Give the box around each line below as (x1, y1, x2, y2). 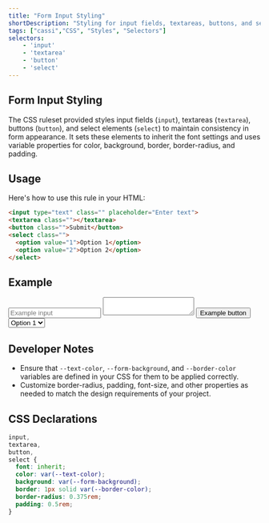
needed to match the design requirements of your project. (19, 389, 211, 399)
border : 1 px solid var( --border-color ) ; (15, 485, 152, 493)
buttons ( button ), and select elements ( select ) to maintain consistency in (8, 123, 250, 133)
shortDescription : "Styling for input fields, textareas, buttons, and (8, 19, 252, 27)
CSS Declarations (8, 412, 98, 425)
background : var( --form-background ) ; (15, 478, 142, 486)
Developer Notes (8, 342, 94, 356)
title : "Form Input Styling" (8, 11, 106, 20)
